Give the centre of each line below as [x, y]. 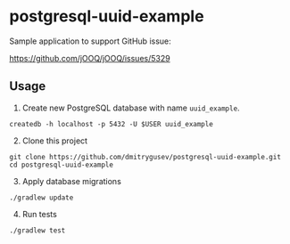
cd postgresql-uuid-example [62, 165]
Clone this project [54, 141]
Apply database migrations [72, 181]
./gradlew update [41, 198]
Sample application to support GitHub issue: [90, 41]
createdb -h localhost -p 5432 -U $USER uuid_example [112, 124]
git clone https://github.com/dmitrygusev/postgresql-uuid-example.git [145, 157]
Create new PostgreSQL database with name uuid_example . [131, 108]
